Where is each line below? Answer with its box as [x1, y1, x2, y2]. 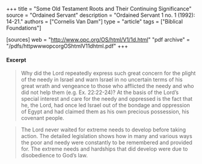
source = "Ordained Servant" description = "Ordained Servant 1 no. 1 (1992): [6, 11, 195, 19]
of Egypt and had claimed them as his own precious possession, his [20, 108, 189, 115]
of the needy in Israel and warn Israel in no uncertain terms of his [20, 76, 183, 83]
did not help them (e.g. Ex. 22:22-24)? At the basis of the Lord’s [20, 89, 179, 96]
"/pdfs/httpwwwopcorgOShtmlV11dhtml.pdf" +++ [6, 42, 128, 49]
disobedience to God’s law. [20, 152, 88, 159]
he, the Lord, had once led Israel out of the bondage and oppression [20, 102, 191, 109]
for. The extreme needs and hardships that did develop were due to [20, 145, 188, 153]
